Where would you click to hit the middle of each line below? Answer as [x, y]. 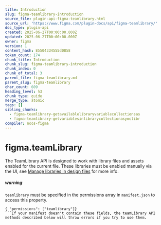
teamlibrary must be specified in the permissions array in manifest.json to [80, 195]
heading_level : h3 [24, 91]
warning [14, 183]
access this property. [26, 200]
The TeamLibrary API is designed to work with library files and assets [74, 161]
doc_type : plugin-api [27, 28]
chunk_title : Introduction [32, 60]
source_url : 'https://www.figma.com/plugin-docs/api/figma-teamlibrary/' [81, 23]
